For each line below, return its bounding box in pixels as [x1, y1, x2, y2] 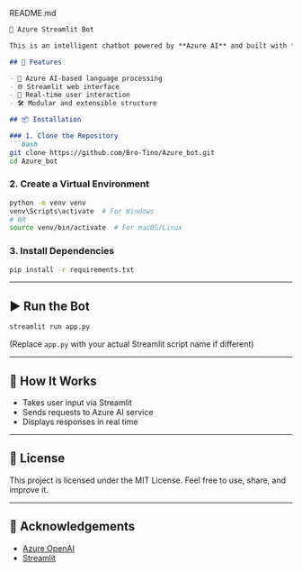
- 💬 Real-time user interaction [9, 90, 130, 100]
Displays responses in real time [22, 416, 138, 427]
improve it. [9, 484, 49, 495]
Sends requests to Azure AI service [22, 406, 154, 417]
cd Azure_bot [9, 157, 58, 166]
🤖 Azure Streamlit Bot [9, 25, 94, 34]
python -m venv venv [9, 198, 87, 207]
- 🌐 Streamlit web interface [9, 82, 120, 91]
